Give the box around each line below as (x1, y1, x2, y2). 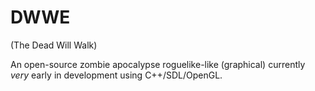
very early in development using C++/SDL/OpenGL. (10, 69, 223, 81)
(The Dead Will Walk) (10, 39, 98, 51)
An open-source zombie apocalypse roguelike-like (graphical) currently (10, 58, 306, 70)
